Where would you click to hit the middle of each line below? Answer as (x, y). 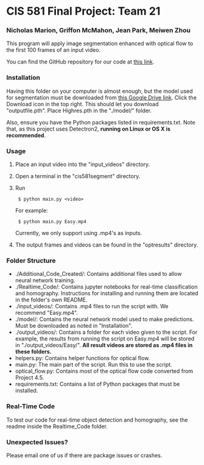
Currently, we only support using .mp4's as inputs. (78, 233)
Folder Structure (31, 261)
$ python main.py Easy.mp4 (52, 222)
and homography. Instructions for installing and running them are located (107, 294)
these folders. (33, 351)
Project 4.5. (30, 378)
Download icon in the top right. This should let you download (83, 104)
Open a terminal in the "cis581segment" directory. (78, 176)
